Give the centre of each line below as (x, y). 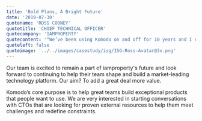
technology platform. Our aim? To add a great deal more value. (84, 80)
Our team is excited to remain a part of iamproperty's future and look (91, 68)
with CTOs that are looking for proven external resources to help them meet (100, 105)
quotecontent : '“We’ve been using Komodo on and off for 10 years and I (99, 40)
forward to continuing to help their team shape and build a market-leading (98, 74)
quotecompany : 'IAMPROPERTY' (43, 34)
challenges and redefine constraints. (52, 111)
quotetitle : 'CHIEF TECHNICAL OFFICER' (56, 28)
